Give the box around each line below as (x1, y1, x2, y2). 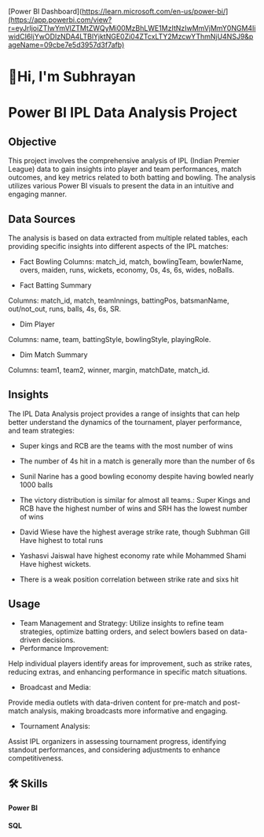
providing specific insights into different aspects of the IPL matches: (8, 242, 229, 251)
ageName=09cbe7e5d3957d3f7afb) (8, 40, 125, 50)
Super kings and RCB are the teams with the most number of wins (19, 441, 233, 450)
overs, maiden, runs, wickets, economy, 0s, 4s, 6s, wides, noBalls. (19, 266, 235, 274)
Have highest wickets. (19, 559, 92, 568)
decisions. (42, 634, 76, 645)
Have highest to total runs (19, 535, 104, 545)
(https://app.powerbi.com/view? (8, 15, 112, 24)
